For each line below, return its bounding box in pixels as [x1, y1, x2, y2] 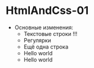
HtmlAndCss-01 [5, 4, 89, 18]
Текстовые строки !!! [23, 30, 78, 37]
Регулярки [23, 36, 51, 44]
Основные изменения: [14, 24, 74, 31]
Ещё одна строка [23, 43, 68, 50]
